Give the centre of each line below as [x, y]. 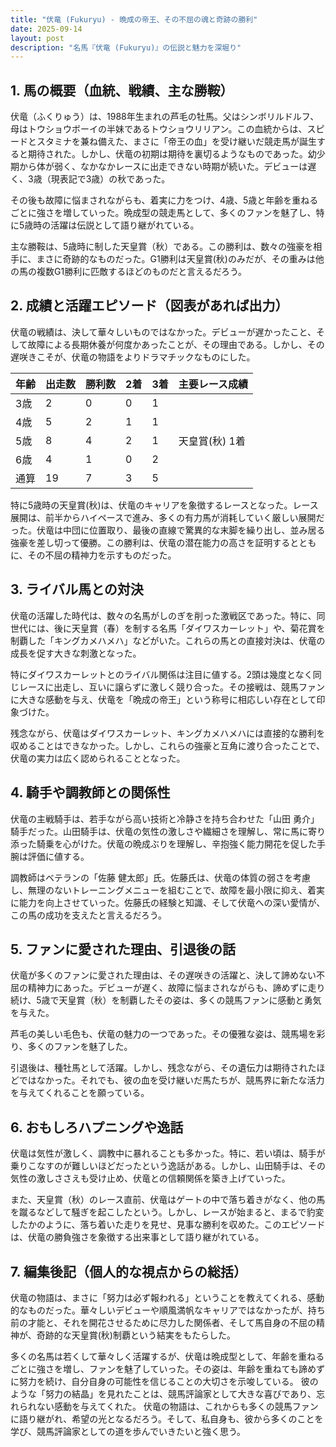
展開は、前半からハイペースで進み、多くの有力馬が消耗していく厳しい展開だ [167, 517]
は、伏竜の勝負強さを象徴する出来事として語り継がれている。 [137, 1237]
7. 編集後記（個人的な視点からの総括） [128, 1271]
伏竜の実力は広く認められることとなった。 [98, 758]
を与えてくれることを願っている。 [80, 1093]
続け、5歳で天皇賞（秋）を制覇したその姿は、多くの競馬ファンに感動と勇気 [166, 1000]
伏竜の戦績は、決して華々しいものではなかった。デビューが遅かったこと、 [163, 332]
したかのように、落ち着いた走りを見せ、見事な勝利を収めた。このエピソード [168, 1225]
